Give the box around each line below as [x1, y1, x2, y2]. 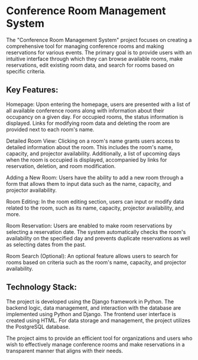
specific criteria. [6, 67, 46, 75]
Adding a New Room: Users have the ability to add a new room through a [6, 173, 184, 181]
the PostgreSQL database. [6, 323, 70, 330]
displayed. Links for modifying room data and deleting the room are [6, 120, 170, 127]
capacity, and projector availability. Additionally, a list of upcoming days [6, 150, 181, 157]
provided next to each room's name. [6, 126, 95, 133]
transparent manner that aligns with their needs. [6, 347, 123, 354]
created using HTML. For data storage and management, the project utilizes [6, 317, 191, 324]
